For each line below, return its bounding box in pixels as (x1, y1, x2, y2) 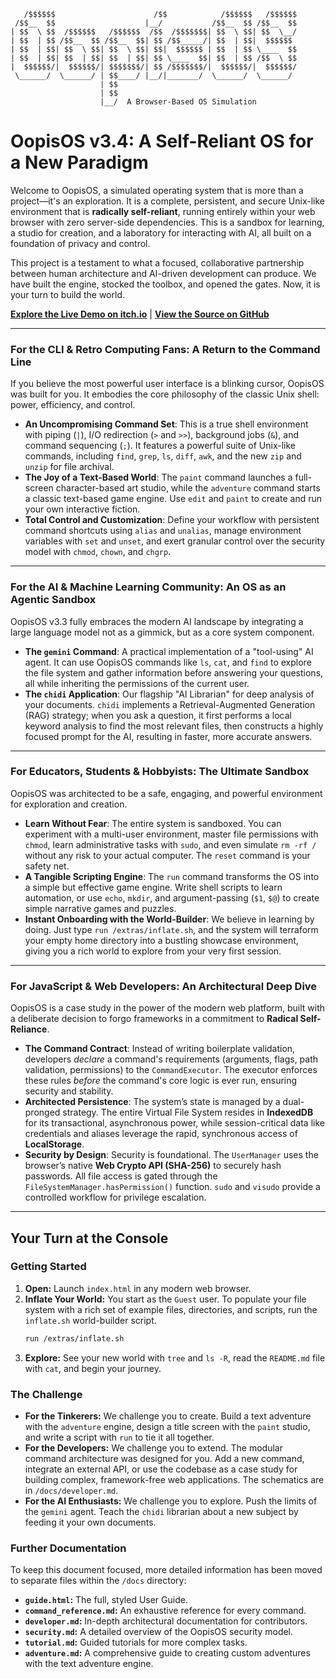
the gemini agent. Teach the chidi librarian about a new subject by (24, 1505, 299, 1517)
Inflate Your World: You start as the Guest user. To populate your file (24, 1293, 307, 1305)
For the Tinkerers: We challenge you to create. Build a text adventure (24, 1410, 312, 1422)
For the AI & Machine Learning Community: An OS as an (10, 580, 287, 594)
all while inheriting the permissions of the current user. (24, 677, 250, 689)
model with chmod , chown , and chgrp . (24, 546, 172, 558)
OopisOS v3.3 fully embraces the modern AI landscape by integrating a (10, 615, 304, 627)
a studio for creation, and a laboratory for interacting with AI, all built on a (10, 226, 312, 239)
